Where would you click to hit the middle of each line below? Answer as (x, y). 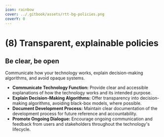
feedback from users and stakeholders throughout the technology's (81, 124)
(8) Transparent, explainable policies (82, 43)
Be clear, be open (32, 61)
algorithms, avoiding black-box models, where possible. (85, 103)
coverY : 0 (15, 19)
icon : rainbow (20, 10)
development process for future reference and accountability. (75, 114)
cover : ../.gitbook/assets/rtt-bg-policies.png (55, 14)
